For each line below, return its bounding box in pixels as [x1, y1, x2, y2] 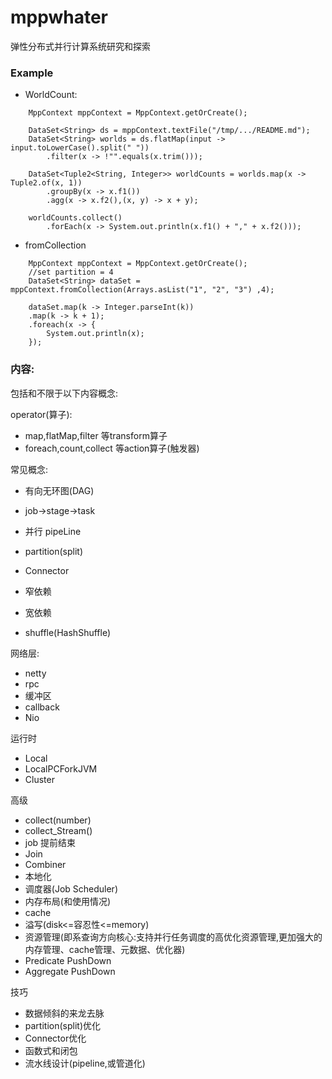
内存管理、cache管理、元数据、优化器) [24, 943, 186, 955]
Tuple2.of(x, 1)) [10, 178, 83, 188]
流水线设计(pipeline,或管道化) [24, 1057, 146, 1069]
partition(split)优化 [24, 1019, 101, 1031]
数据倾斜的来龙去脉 [24, 1007, 105, 1019]
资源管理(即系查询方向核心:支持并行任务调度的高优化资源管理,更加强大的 [24, 931, 323, 943]
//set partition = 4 [28, 267, 114, 278]
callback [24, 701, 60, 713]
